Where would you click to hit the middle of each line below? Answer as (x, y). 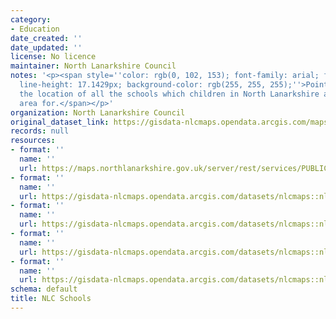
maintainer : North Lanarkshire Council (93, 66)
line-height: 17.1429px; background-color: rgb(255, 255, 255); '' (160, 85)
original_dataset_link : (60, 122)
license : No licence (53, 57)
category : (31, 19)
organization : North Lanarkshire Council (98, 112)
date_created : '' (46, 38)
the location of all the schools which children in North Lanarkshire (169, 94)
